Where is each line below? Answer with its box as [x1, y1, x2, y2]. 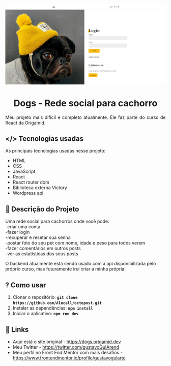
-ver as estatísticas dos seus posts [5, 251, 78, 257]
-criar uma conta [5, 224, 41, 230]
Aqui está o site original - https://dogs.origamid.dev [12, 339, 121, 345]
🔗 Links [5, 325, 29, 334]
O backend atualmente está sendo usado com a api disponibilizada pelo [5, 261, 156, 267]
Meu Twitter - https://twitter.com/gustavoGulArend [12, 344, 120, 350]
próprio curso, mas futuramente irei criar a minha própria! [5, 266, 126, 272]
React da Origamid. [5, 119, 46, 126]
